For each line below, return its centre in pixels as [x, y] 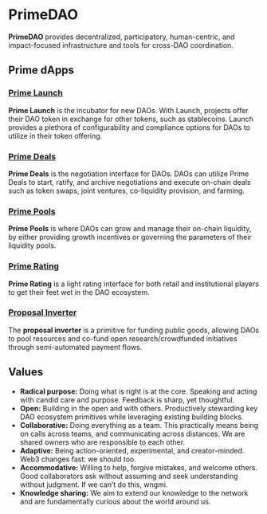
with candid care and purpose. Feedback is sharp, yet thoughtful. [127, 399]
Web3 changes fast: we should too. [78, 459]
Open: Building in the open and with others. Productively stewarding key [139, 408]
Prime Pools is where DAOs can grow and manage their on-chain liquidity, [130, 229]
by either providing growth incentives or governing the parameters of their [130, 237]
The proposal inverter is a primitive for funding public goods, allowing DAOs [134, 330]
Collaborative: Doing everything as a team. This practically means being [139, 425]
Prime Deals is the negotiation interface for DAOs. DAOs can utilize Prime [129, 174]
